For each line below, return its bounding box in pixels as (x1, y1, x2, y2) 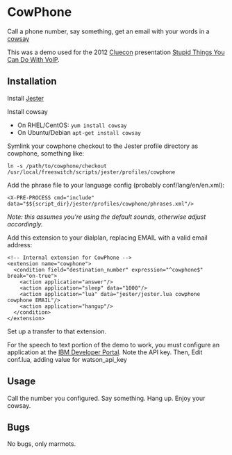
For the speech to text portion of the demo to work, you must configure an (7, 340, 220, 349)
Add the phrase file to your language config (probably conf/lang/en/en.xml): (7, 181, 224, 189)
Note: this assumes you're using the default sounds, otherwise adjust (7, 213, 206, 221)
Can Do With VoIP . (7, 55, 60, 63)
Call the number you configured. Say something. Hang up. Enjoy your (7, 394, 206, 402)
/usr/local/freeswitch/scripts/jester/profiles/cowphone (7, 168, 176, 176)
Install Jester (7, 94, 44, 102)
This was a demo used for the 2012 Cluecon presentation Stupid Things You (7, 48, 225, 56)
